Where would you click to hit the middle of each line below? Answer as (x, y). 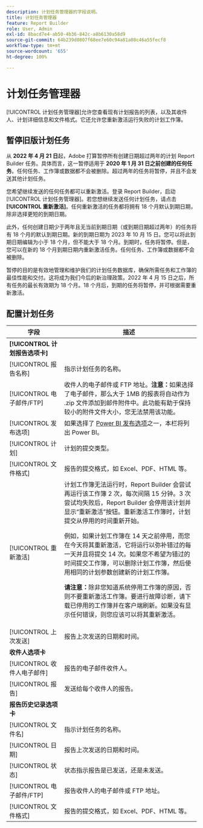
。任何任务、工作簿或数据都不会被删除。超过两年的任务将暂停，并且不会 (101, 171)
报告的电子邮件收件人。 (98, 668)
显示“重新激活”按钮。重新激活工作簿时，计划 (127, 512)
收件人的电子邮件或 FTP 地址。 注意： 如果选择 (129, 385)
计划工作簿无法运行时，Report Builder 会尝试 (128, 484)
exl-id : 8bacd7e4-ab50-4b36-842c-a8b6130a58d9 (66, 34)
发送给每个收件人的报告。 (101, 689)
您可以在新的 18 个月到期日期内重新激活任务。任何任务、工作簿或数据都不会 (101, 250)
